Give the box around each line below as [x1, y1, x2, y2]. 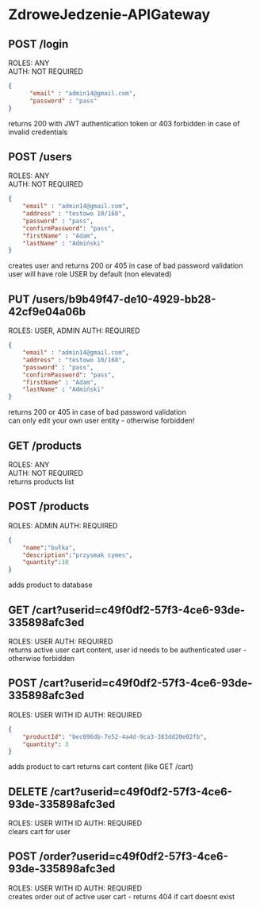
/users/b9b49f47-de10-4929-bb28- [31, 292, 216, 306]
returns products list [8, 477, 75, 486]
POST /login [8, 37, 69, 51]
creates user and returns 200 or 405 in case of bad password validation [8, 261, 243, 271]
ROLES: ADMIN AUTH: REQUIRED [8, 520, 118, 530]
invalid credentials [8, 127, 68, 137]
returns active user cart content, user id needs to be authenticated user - [8, 645, 247, 655]
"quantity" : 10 [22, 558, 69, 566]
